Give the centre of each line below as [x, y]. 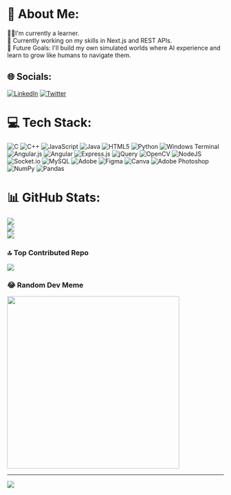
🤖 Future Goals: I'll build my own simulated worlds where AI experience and [114, 48]
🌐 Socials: [30, 77]
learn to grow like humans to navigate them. [69, 55]
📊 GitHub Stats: [54, 198]
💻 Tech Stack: [49, 122]
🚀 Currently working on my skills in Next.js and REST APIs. [90, 40]
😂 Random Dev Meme [45, 285]
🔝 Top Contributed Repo [48, 252]
